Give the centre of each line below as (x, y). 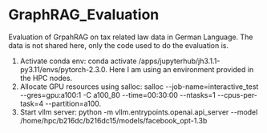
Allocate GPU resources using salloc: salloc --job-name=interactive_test (139, 87)
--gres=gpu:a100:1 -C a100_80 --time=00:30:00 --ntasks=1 (118, 95)
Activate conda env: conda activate (78, 61)
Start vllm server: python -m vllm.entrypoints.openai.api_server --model (139, 112)
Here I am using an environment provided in (182, 69)
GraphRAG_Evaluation (84, 15)
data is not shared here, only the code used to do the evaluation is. (119, 45)
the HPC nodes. (46, 78)
